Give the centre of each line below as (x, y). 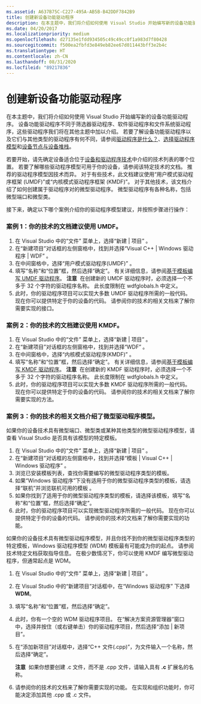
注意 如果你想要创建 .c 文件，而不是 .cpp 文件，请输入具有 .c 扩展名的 (102, 667)
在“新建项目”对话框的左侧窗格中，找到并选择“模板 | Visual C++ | (94, 458)
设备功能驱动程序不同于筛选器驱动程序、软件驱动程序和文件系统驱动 (102, 124)
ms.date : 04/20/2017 (32, 28)
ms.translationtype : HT (36, 51)
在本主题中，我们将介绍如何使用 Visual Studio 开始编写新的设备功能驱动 (95, 117)
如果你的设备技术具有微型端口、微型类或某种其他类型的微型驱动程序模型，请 (100, 430)
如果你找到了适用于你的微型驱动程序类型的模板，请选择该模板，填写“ (100, 495)
